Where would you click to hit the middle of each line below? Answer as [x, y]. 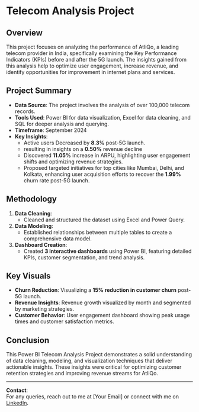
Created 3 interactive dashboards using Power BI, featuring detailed [107, 251]
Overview [25, 33]
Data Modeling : [34, 226]
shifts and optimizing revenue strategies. [73, 162]
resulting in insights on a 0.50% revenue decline [83, 149]
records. [25, 111]
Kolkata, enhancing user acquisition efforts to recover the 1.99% [102, 174]
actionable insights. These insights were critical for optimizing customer [94, 367]
